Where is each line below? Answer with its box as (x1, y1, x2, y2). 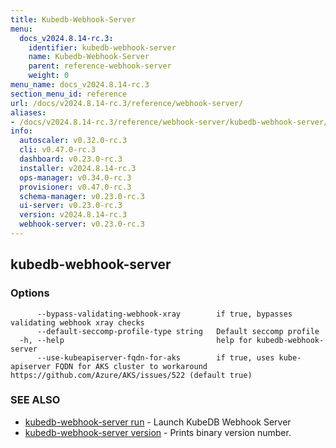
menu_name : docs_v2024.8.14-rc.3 (10, 80, 150, 90)
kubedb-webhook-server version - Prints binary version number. (24, 426, 292, 438)
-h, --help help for (19, 335, 253, 345)
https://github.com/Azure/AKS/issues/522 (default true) (10, 370, 253, 380)
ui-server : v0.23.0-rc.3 (19, 201, 123, 211)
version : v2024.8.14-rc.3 (19, 210, 128, 220)
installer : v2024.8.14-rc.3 (19, 163, 137, 173)
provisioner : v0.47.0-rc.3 (19, 182, 132, 192)
